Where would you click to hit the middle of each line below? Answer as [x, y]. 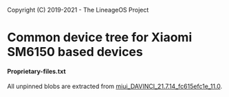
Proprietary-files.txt [37, 71]
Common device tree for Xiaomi [100, 38]
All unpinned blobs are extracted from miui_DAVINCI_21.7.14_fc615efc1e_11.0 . [115, 86]
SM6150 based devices [75, 52]
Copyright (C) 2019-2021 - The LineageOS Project [78, 10]
